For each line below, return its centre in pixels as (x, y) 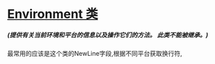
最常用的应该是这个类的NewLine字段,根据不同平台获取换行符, (95, 54)
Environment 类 (53, 14)
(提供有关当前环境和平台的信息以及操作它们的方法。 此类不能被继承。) (108, 34)
